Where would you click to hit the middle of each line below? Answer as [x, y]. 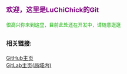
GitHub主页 [20, 58]
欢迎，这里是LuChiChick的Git [53, 10]
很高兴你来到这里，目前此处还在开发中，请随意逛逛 [64, 24]
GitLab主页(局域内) [29, 65]
